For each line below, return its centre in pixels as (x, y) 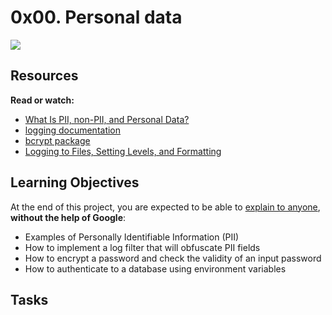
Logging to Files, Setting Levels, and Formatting (123, 151)
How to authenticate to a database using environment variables (155, 268)
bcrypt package (57, 140)
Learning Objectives (75, 182)
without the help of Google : (68, 217)
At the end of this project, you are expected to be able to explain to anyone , (165, 207)
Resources (44, 76)
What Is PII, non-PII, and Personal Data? (107, 119)
